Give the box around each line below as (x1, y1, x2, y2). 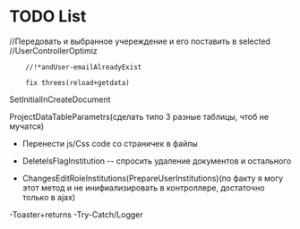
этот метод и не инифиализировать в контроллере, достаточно (21, 182, 265, 193)
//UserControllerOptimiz (9, 45, 99, 55)
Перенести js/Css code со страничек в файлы (21, 138, 199, 148)
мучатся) (9, 121, 45, 131)
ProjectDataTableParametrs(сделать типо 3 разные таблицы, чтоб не (9, 111, 270, 122)
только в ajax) (21, 191, 76, 202)
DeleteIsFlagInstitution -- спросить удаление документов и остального (21, 155, 292, 166)
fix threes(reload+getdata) (25, 78, 130, 87)
